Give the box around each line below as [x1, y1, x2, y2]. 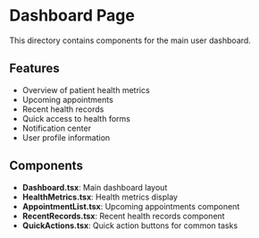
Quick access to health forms [21, 113, 131, 123]
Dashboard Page [9, 5, 136, 26]
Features [9, 61, 60, 76]
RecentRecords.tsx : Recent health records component [21, 210, 225, 221]
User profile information [21, 132, 111, 143]
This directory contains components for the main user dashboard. [9, 35, 252, 46]
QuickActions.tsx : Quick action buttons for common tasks [21, 220, 238, 231]
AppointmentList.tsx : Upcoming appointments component [21, 200, 240, 211]
